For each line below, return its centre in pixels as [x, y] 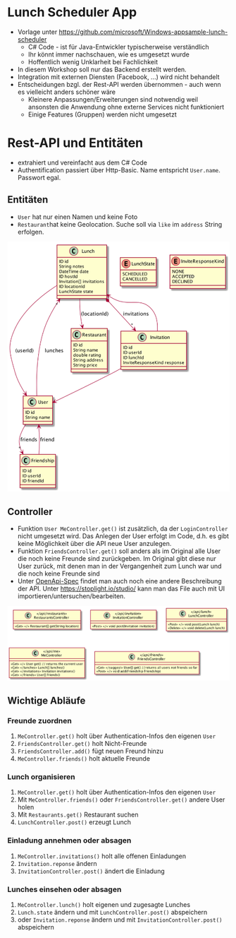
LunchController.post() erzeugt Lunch [74, 822]
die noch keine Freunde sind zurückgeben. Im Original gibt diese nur [117, 559]
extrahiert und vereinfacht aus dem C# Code [82, 162]
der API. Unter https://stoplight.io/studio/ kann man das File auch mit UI [121, 589]
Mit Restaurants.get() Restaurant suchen [78, 815]
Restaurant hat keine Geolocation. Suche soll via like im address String [120, 224]
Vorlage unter [37, 32]
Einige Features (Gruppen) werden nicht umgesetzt [103, 114]
